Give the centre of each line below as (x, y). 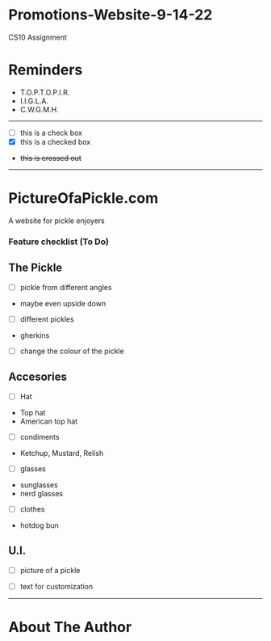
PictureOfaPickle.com (83, 198)
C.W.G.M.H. (39, 109)
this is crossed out (51, 158)
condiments (40, 436)
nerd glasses (41, 493)
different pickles (47, 319)
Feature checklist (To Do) (58, 242)
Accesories (38, 377)
